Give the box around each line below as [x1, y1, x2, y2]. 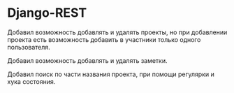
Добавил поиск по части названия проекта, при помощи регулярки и [7, 70, 214, 78]
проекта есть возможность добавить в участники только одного [7, 35, 201, 43]
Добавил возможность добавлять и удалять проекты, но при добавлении [7, 28, 228, 36]
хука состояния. [7, 77, 56, 85]
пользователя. [7, 43, 50, 51]
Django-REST [7, 5, 87, 21]
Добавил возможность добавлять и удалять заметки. [7, 56, 168, 64]
